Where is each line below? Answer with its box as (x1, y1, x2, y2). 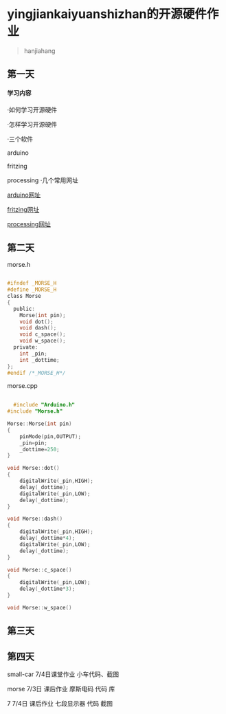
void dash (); (19, 325, 57, 332)
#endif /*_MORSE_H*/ (7, 369, 67, 376)
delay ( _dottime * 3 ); (19, 585, 76, 592)
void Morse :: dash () (7, 515, 63, 523)
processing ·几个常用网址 (7, 176, 79, 184)
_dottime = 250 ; (19, 446, 60, 453)
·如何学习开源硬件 (7, 105, 58, 113)
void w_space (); (19, 338, 67, 345)
